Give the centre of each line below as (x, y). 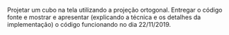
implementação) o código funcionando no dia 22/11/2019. (89, 24)
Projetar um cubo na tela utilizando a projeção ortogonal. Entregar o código (115, 10)
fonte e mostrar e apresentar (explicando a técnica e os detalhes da (104, 17)
